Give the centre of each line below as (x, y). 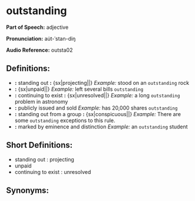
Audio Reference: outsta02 (39, 50)
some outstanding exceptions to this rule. (65, 120)
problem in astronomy (41, 101)
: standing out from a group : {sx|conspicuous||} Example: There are (98, 114)
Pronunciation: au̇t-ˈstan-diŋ (41, 38)
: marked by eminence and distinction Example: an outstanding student (101, 126)
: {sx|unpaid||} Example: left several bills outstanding (79, 89)
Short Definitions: (39, 145)
